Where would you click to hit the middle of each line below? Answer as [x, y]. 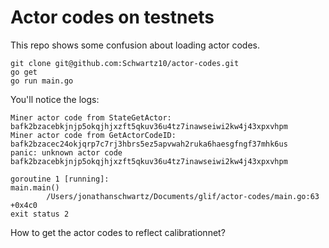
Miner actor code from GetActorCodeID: [93, 135]
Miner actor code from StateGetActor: [91, 117]
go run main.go [42, 81]
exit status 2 [40, 214]
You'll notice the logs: [55, 99]
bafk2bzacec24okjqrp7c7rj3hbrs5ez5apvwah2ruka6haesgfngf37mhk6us [149, 144]
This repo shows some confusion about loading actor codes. [135, 45]
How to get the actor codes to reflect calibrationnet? [118, 232]
